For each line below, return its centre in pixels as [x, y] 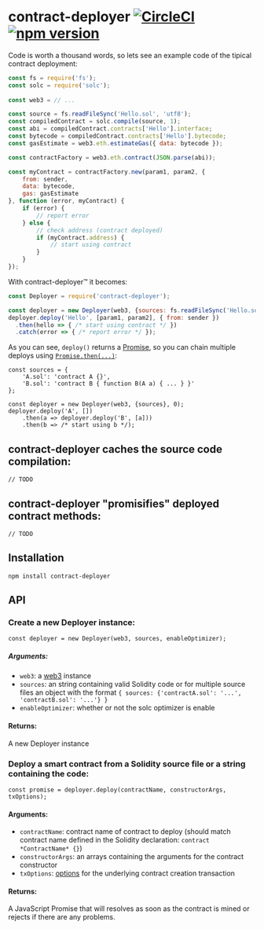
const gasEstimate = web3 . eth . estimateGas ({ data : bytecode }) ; [115, 143]
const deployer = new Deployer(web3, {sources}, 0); [96, 405]
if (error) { [44, 208]
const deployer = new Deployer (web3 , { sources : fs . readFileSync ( [117, 310]
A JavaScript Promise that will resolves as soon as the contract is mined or [129, 909]
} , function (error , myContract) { [66, 201]
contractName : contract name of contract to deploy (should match [125, 832]
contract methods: [55, 516]
